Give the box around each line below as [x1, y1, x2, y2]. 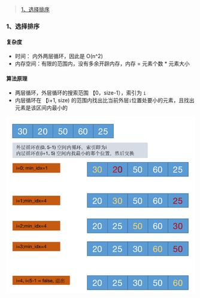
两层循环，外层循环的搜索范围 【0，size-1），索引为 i [14, 89, 147, 96]
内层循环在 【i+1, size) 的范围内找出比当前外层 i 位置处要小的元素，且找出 [14, 97, 195, 104]
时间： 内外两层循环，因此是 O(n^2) [14, 53, 103, 60]
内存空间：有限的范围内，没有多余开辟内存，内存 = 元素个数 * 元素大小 [14, 60, 190, 68]
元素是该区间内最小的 [14, 104, 68, 111]
